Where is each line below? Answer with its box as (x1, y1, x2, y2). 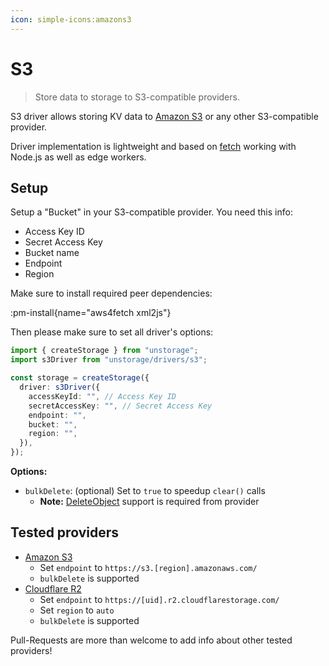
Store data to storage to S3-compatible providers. (34, 91, 240, 103)
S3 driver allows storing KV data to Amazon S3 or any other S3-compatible (10, 110, 319, 122)
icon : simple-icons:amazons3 (10, 14, 132, 25)
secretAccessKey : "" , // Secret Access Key (28, 401, 213, 411)
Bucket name (24, 247, 80, 259)
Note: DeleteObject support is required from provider (39, 496, 260, 507)
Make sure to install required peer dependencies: (10, 287, 213, 300)
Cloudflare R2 (24, 582, 82, 595)
